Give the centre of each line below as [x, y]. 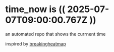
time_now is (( [35, 9]
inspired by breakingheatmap [36, 43]
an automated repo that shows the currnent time [55, 34]
